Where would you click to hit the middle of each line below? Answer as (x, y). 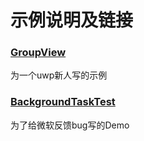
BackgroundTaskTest (63, 102)
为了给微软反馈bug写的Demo (70, 125)
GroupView (38, 53)
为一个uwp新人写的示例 (59, 75)
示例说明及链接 (72, 20)
